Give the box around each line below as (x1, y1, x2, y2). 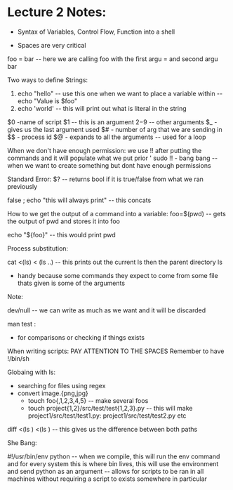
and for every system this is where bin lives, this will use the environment (7, 459, 219, 468)
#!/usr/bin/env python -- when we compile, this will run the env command (7, 452, 220, 461)
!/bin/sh (7, 354, 30, 362)
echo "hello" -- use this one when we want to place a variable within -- (17, 89, 223, 98)
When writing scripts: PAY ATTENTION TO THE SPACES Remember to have (7, 347, 225, 355)
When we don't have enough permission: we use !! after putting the (7, 146, 202, 154)
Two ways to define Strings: (7, 75, 88, 84)
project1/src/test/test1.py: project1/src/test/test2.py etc (27, 411, 187, 420)
